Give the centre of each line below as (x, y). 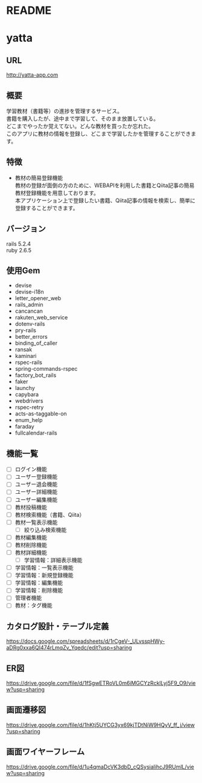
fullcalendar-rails (36, 433)
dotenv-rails (30, 324)
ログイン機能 (31, 469)
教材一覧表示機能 (36, 522)
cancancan (29, 311)
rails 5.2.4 (19, 244)
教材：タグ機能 (33, 606)
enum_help (29, 420)
